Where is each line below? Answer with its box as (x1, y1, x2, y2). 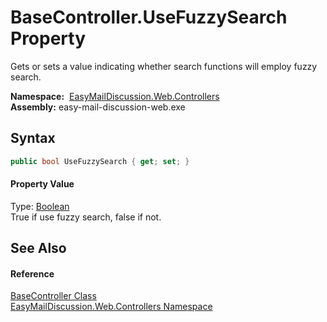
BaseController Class (10, 290, 97, 302)
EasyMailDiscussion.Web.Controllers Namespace (10, 301, 213, 313)
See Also (10, 240, 67, 257)
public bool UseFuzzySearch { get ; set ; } (10, 156, 190, 166)
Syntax (10, 130, 56, 147)
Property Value (10, 178, 75, 190)
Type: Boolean (10, 200, 70, 212)
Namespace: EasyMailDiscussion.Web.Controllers (10, 90, 220, 102)
